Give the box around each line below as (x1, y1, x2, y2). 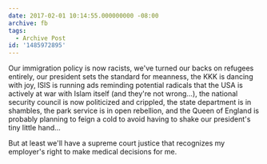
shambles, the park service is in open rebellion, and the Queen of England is (8, 106, 260, 116)
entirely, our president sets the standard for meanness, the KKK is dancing (8, 72, 253, 82)
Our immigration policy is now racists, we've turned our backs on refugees (8, 63, 254, 73)
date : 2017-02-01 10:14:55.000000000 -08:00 (8, 11, 159, 20)
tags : (8, 26, 26, 34)
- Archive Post (15, 34, 66, 42)
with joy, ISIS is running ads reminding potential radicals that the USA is (8, 81, 244, 90)
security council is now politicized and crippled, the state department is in (8, 98, 252, 107)
